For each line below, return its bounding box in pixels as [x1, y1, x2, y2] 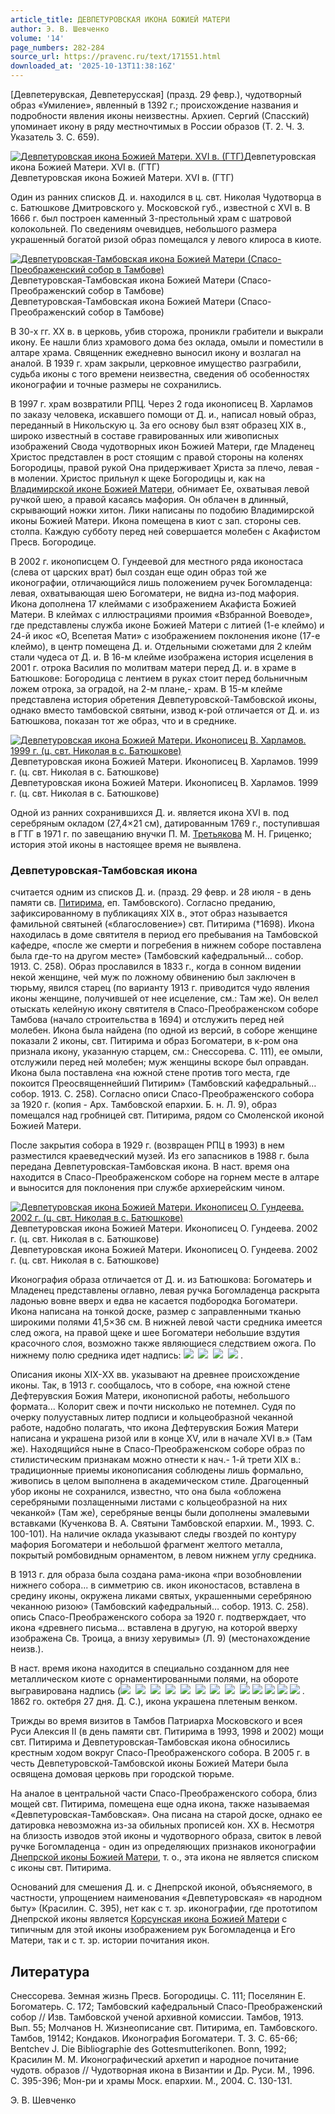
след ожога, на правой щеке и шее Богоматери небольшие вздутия [10, 1327, 301, 1339]
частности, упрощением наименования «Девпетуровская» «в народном [10, 1892, 323, 1904]
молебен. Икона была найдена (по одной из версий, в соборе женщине [10, 1024, 318, 1036]
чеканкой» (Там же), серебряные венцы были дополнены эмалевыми [10, 1507, 310, 1519]
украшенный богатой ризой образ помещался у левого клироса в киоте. [10, 234, 322, 245]
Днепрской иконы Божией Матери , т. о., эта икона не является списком [10, 1851, 320, 1863]
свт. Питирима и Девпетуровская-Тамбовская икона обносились [10, 1736, 291, 1748]
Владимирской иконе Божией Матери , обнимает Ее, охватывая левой [10, 483, 310, 495]
